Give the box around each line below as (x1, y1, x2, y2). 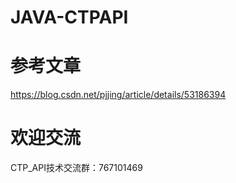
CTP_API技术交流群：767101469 (10, 162, 143, 174)
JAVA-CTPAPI (10, 6, 129, 29)
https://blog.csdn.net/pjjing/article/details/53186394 (10, 89, 227, 101)
